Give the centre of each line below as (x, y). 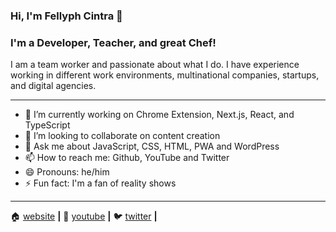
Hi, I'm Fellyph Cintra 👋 (66, 16)
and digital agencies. (53, 86)
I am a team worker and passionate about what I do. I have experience (155, 65)
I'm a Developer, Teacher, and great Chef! (113, 42)
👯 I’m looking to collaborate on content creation (122, 136)
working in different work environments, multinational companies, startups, (165, 75)
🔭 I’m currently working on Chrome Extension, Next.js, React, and (159, 115)
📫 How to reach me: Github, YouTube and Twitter (127, 158)
